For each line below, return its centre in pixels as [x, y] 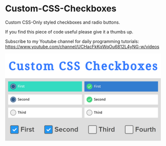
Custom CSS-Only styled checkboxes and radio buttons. [62, 22]
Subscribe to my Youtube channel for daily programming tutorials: [72, 41]
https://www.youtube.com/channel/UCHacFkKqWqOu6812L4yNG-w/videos [82, 46]
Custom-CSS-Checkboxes [61, 9]
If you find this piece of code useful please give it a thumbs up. [69, 32]
